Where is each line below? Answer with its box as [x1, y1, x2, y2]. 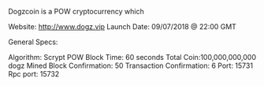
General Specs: [8, 37, 58, 47]
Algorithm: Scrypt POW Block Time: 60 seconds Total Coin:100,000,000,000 [8, 53, 256, 62]
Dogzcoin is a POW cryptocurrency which [8, 7, 144, 16]
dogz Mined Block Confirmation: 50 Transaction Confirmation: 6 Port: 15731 [8, 61, 254, 70]
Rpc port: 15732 [8, 69, 60, 78]
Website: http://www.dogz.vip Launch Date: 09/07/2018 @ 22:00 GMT [8, 22, 236, 31]
